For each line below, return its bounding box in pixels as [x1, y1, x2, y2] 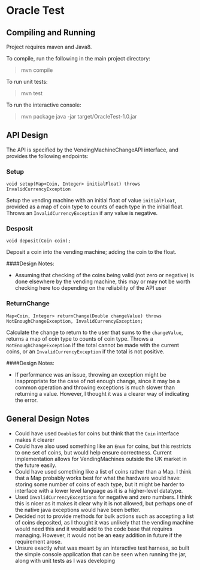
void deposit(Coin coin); [6, 238, 71, 244]
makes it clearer [14, 436, 55, 443]
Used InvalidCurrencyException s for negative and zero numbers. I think [14, 493, 193, 501]
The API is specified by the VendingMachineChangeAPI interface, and [6, 146, 178, 153]
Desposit [6, 225, 33, 233]
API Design [6, 130, 49, 141]
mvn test [20, 90, 43, 96]
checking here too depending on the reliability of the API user [14, 284, 167, 292]
